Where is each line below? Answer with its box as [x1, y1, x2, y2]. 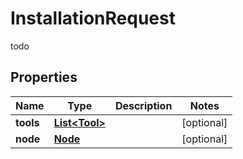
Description [114, 98, 173, 112]
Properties [10, 69, 78, 86]
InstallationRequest [10, 7, 176, 30]
